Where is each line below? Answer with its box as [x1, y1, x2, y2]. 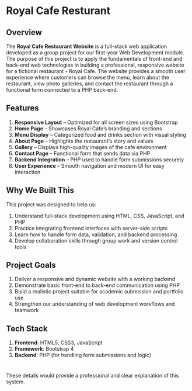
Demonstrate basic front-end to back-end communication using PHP [14, 282, 180, 289]
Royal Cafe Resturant [6, 4, 111, 18]
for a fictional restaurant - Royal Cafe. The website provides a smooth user [6, 68, 186, 74]
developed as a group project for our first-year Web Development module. [6, 49, 185, 56]
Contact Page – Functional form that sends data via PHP [14, 150, 151, 157]
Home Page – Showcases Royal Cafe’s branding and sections [14, 124, 162, 132]
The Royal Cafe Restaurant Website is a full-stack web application [6, 43, 167, 50]
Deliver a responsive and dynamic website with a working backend [14, 276, 176, 283]
